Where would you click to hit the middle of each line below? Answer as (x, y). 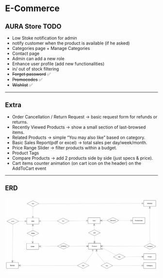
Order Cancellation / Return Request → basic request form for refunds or (85, 116)
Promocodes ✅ (27, 80)
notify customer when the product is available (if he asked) (71, 43)
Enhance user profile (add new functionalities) (58, 64)
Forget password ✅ (31, 74)
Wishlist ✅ (22, 85)
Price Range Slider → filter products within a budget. (65, 147)
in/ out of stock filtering (35, 69)
